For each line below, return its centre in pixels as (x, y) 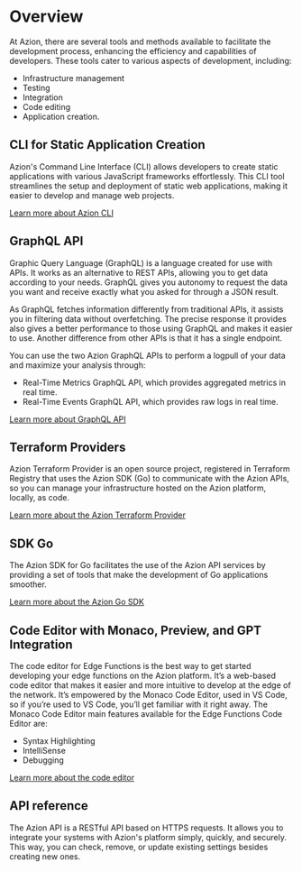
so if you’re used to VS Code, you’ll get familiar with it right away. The (139, 704)
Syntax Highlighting (59, 741)
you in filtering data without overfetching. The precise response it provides (148, 318)
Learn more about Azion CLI (62, 213)
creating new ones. (45, 856)
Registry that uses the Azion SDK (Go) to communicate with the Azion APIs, (150, 479)
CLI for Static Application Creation (107, 145)
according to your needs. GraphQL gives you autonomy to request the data (149, 282)
